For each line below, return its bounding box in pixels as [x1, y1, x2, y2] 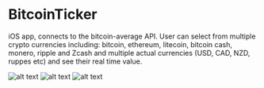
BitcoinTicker [8, 5, 98, 24]
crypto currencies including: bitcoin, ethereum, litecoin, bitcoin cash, [8, 39, 232, 49]
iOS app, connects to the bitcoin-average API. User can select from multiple [8, 31, 256, 41]
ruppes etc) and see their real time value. [8, 57, 143, 66]
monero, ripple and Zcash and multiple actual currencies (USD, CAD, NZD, [8, 48, 251, 57]
